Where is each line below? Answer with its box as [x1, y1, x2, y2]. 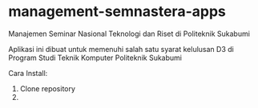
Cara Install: [8, 68, 48, 78]
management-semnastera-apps [8, 2, 226, 21]
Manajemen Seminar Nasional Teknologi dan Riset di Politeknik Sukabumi [8, 29, 251, 38]
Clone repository [19, 83, 76, 94]
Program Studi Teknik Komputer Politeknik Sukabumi [8, 53, 183, 62]
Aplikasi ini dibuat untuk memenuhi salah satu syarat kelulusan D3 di [8, 44, 234, 54]
